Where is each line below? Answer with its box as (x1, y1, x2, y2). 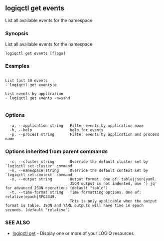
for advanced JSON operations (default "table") (5, 185, 108, 190)
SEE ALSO (5, 219, 30, 226)
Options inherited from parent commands (5, 148, 108, 155)
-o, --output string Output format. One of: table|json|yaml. (9, 177, 157, 182)
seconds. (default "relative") (5, 207, 70, 212)
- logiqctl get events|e (5, 83, 57, 88)
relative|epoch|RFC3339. (5, 194, 57, 199)
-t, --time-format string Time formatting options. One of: (9, 190, 142, 195)
